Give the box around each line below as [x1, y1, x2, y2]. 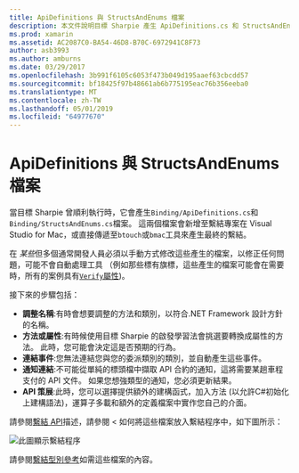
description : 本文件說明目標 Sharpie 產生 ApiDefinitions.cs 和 [9, 21, 239, 30]
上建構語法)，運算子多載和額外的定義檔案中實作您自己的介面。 [21, 397, 252, 408]
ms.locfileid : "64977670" [9, 112, 105, 121]
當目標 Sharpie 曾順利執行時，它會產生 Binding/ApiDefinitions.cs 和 [9, 207, 259, 218]
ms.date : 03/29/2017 [9, 63, 86, 72]
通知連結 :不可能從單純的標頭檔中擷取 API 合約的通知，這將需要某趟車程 [21, 364, 284, 375]
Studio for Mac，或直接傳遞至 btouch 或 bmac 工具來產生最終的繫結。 [9, 229, 252, 241]
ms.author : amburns [9, 54, 82, 63]
